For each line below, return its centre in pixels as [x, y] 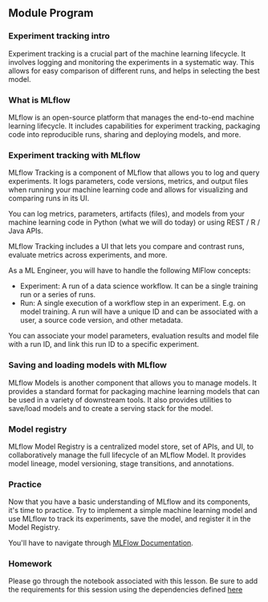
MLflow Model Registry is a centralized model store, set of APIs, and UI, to [131, 446]
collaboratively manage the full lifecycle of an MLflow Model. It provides [127, 455]
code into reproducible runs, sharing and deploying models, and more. [125, 134]
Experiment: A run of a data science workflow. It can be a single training [139, 286]
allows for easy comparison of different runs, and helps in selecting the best [134, 71]
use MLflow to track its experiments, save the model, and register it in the [130, 519]
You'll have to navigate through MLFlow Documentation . [101, 543]
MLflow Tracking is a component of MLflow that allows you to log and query [134, 173]
